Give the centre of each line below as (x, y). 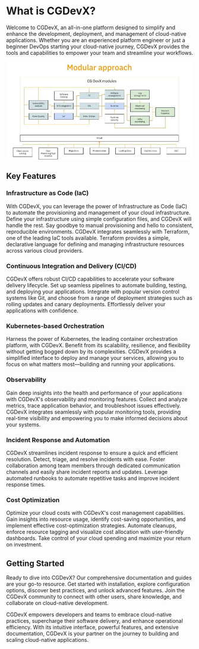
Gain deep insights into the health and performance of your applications (94, 393)
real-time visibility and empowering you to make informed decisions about (97, 418)
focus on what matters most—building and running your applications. (91, 364)
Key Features (31, 176)
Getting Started (35, 563)
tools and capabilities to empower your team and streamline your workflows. (100, 52)
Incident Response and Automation (58, 440)
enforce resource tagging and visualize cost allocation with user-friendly (95, 532)
